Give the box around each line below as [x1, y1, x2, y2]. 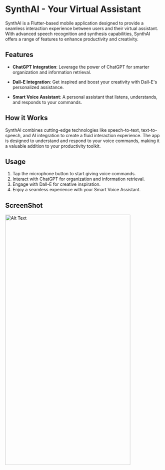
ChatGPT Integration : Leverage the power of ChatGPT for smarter [12, 64, 149, 70]
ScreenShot [5, 201, 43, 210]
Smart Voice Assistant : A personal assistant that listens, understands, [12, 94, 157, 100]
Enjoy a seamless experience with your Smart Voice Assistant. [12, 187, 141, 193]
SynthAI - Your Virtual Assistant [5, 4, 141, 15]
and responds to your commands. [12, 99, 82, 105]
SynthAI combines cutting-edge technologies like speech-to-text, [5, 127, 140, 133]
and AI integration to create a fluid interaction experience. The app [22, 132, 160, 138]
